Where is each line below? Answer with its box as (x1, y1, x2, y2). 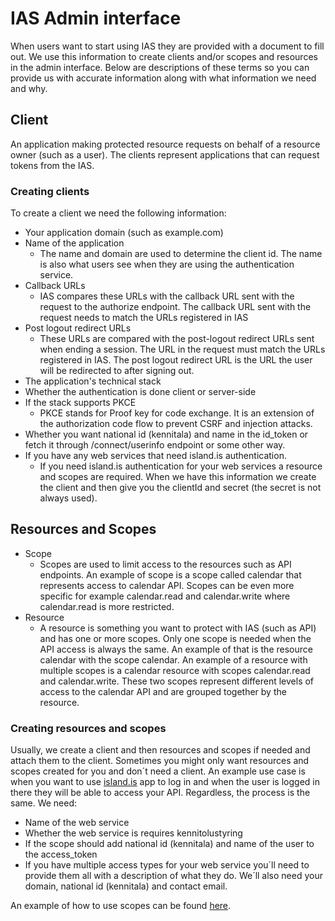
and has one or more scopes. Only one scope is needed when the (39, 632, 312, 644)
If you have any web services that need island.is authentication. (24, 450, 287, 462)
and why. (10, 82, 48, 94)
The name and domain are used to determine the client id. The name (39, 248, 323, 260)
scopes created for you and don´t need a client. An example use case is (10, 765, 306, 777)
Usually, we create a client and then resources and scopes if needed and (10, 744, 311, 756)
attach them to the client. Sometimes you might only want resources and (10, 755, 310, 767)
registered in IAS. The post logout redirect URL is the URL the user (39, 354, 313, 366)
